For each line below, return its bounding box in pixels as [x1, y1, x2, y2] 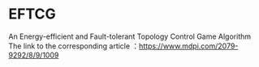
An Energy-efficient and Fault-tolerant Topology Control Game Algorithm [8, 31, 252, 41]
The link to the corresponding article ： [8, 41, 140, 51]
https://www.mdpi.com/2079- [139, 41, 239, 51]
